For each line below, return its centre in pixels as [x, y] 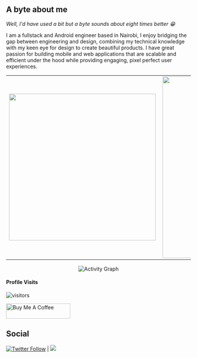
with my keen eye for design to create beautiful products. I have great [90, 48]
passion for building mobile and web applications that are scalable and [91, 54]
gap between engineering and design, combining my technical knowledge [96, 41]
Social [18, 334]
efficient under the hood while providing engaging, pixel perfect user [89, 60]
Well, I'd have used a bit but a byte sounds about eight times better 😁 [91, 23]
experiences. [22, 66]
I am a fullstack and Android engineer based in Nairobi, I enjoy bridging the [96, 35]
